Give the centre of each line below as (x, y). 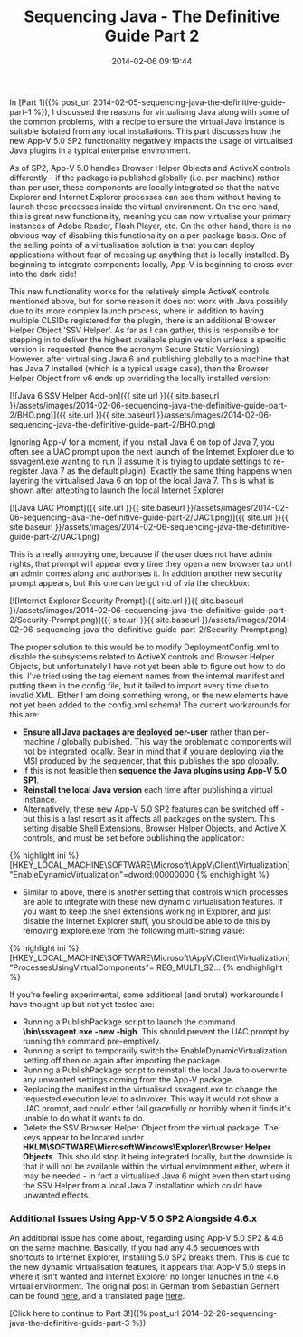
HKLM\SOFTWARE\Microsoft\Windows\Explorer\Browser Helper (147, 1147)
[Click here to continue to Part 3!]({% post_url (94, 1313)
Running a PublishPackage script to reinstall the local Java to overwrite (155, 1070)
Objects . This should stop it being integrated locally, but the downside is (157, 1156)
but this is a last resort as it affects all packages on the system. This (149, 818)
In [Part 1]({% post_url (50, 102)
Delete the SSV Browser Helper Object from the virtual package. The (150, 1127)
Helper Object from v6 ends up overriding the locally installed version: (140, 378)
